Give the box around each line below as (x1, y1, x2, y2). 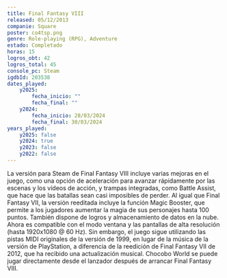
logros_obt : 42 (7, 55, 51, 62)
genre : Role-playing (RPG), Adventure (7, 36, 118, 43)
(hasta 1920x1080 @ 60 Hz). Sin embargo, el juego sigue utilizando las (7, 227, 206, 235)
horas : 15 (7, 49, 36, 56)
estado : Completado (7, 42, 63, 49)
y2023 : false (19, 144, 57, 151)
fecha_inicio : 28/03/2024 (31, 112, 106, 119)
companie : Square (7, 23, 57, 30)
